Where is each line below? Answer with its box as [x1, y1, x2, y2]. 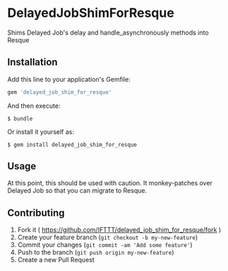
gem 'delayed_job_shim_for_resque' [7, 88, 112, 96]
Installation [7, 56, 58, 68]
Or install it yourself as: [7, 127, 74, 135]
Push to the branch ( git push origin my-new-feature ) [17, 248, 174, 257]
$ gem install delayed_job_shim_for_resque [7, 141, 138, 148]
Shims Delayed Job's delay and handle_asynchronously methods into [7, 28, 210, 37]
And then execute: [7, 101, 61, 110]
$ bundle [7, 115, 33, 122]
